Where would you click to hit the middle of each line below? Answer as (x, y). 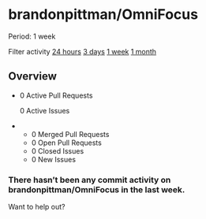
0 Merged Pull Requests (70, 134)
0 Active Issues (45, 110)
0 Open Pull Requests (67, 143)
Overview (33, 76)
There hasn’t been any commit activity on (90, 180)
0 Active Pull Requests (56, 95)
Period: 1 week (32, 36)
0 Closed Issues (58, 150)
